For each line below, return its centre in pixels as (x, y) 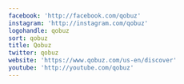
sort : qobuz (28, 38)
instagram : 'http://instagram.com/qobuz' (78, 23)
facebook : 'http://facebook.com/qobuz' (75, 16)
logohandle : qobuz (39, 30)
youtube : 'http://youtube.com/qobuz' (71, 68)
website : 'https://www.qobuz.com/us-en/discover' (93, 61)
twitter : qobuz (34, 53)
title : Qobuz (30, 46)
